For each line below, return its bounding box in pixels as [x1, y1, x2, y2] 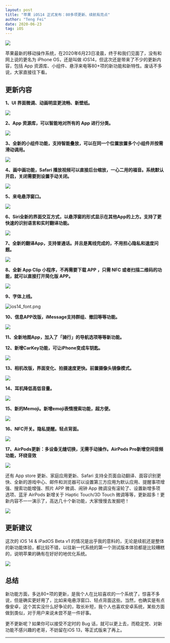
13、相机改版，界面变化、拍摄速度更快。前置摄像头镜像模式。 [5, 365, 135, 371]
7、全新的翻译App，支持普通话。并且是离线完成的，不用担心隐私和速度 [5, 240, 154, 246]
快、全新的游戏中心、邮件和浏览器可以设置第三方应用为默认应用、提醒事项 [5, 479, 160, 485]
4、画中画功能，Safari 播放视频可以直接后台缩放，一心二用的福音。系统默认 [5, 166, 164, 173]
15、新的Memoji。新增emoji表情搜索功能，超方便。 [5, 405, 113, 411]
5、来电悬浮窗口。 [5, 193, 44, 199]
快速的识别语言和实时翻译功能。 [5, 220, 72, 226]
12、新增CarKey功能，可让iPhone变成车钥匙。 [5, 345, 103, 351]
